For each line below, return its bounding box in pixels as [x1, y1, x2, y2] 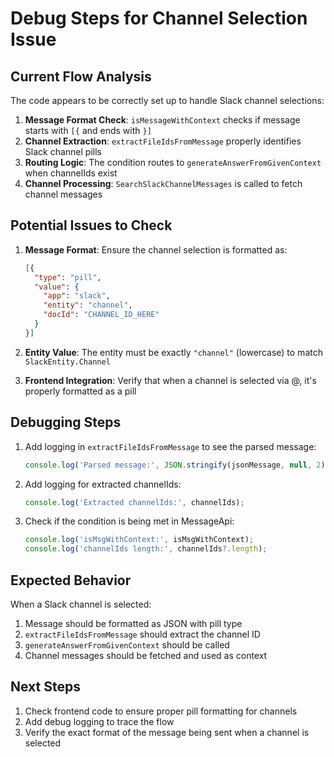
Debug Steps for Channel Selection [10, 7, 308, 30]
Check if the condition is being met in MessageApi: [24, 515, 235, 527]
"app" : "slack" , [43, 291, 111, 301]
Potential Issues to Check [10, 217, 173, 234]
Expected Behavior [10, 572, 132, 589]
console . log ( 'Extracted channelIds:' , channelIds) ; [24, 497, 245, 507]
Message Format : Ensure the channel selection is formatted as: [24, 243, 288, 256]
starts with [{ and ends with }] [24, 125, 152, 136]
